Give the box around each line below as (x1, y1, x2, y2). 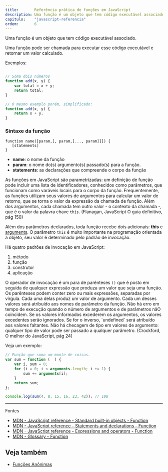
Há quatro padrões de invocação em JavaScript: (5, 244, 105, 250)
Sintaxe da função (5, 127, 50, 134)
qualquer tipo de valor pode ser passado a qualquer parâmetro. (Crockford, (5, 328, 161, 334)
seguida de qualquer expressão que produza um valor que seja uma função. (5, 285, 162, 291)
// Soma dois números (5, 74, 50, 79)
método (12, 254, 29, 260)
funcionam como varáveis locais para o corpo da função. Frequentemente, (5, 188, 159, 194)
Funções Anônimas (12, 461, 52, 467)
